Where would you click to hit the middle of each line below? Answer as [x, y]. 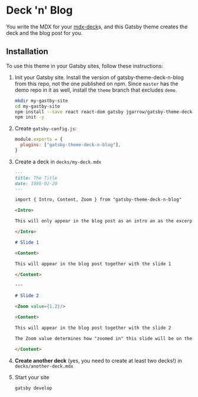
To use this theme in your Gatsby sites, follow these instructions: [85, 66]
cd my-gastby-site [37, 106]
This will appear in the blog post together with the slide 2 [93, 328]
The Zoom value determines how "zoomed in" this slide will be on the [103, 338]
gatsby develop [33, 388]
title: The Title [36, 178]
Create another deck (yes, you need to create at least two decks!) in [98, 360]
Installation [27, 52]
